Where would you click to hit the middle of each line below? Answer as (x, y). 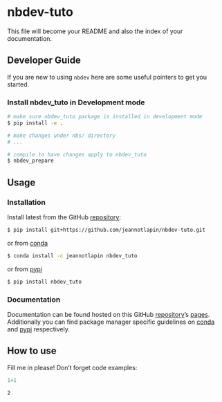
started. (18, 84)
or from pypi (25, 269)
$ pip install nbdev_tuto (44, 282)
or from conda (28, 243)
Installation (27, 202)
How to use (32, 351)
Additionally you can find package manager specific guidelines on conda (111, 322)
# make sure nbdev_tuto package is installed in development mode (105, 117)
